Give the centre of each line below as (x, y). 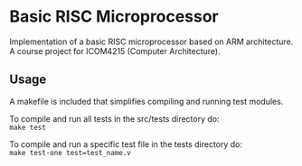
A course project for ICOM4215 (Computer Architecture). (115, 51)
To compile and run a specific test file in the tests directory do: (126, 144)
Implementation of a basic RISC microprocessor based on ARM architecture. (151, 41)
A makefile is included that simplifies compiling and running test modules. (146, 101)
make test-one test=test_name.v (70, 152)
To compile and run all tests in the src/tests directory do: (114, 118)
